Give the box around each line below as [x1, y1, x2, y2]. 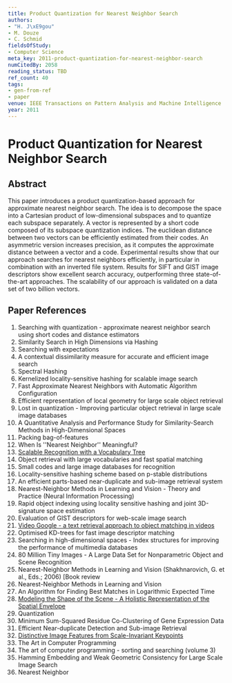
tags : [8, 81, 23, 88]
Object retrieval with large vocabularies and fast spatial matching [17, 455, 203, 463]
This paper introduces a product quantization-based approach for [8, 196, 195, 204]
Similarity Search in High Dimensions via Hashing [17, 338, 158, 346]
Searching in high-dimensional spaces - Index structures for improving [17, 536, 220, 544]
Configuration [17, 389, 57, 397]
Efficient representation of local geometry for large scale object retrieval [17, 396, 224, 405]
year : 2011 [8, 106, 39, 113]
